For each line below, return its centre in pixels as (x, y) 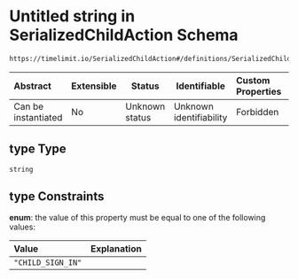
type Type (38, 149)
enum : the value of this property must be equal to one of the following (137, 218)
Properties (259, 91)
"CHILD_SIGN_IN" (48, 263)
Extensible (94, 86)
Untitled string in (72, 16)
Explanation (116, 249)
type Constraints (57, 197)
